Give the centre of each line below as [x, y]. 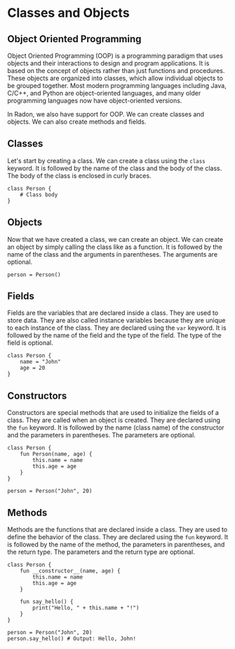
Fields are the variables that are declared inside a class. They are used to [113, 313]
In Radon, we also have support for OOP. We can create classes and [106, 114]
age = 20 [33, 368]
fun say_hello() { [47, 602]
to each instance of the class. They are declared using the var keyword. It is [117, 328]
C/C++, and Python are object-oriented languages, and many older [104, 93]
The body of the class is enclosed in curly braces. [80, 175]
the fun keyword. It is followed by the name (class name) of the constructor [116, 428]
